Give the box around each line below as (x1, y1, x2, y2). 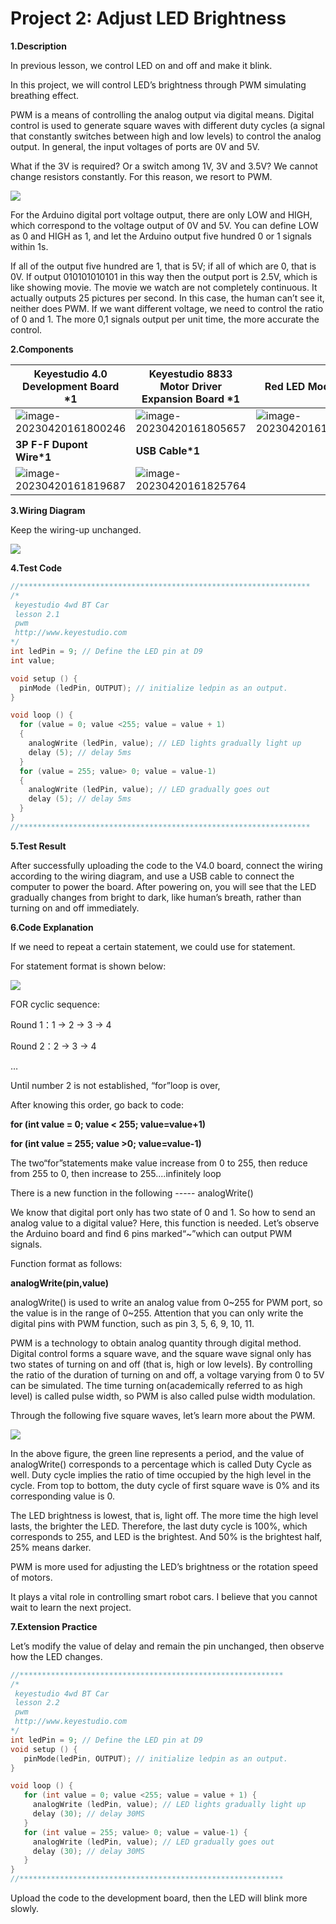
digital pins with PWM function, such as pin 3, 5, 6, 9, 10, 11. (10, 1317, 255, 1329)
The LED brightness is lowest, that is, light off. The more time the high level (10, 1509, 319, 1521)
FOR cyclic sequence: (10, 998, 100, 1010)
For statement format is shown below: (10, 960, 167, 972)
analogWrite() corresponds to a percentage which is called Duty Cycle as (10, 1458, 312, 1470)
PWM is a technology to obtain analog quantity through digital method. (10, 1337, 302, 1349)
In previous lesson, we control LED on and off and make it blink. (10, 59, 273, 71)
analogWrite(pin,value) (10, 1277, 110, 1289)
